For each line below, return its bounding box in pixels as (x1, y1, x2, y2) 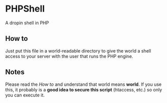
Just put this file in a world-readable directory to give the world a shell (5, 47, 151, 54)
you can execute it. (5, 92, 45, 98)
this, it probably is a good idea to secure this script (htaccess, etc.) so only (5, 86, 162, 92)
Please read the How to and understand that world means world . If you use (5, 81, 162, 87)
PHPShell (5, 3, 45, 15)
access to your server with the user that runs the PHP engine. (5, 53, 134, 59)
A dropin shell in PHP (5, 20, 49, 26)
